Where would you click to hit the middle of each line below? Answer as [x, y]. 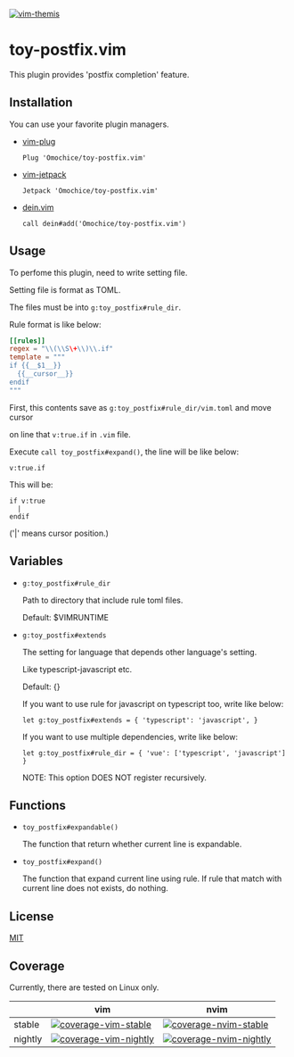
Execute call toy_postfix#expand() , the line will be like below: [124, 452]
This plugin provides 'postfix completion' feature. [99, 74]
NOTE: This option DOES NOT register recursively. [114, 778]
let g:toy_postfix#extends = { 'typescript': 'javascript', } [140, 720]
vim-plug [39, 141]
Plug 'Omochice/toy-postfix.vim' [84, 158]
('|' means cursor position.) [59, 533]
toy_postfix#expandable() [70, 828]
